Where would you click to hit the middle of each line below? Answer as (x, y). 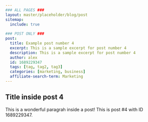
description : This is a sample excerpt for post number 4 (73, 53)
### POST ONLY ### (25, 34)
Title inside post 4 (34, 97)
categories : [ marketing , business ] (48, 72)
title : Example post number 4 (42, 43)
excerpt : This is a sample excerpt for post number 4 (68, 48)
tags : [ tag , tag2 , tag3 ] (36, 67)
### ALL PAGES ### (25, 10)
